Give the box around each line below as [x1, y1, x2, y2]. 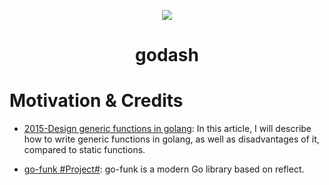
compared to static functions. [23, 144, 146, 156]
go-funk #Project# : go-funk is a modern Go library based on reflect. [23, 163, 305, 175]
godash [135, 44, 199, 67]
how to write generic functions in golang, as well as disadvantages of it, [23, 133, 320, 145]
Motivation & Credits [9, 90, 184, 112]
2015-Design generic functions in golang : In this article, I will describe [23, 123, 312, 135]
